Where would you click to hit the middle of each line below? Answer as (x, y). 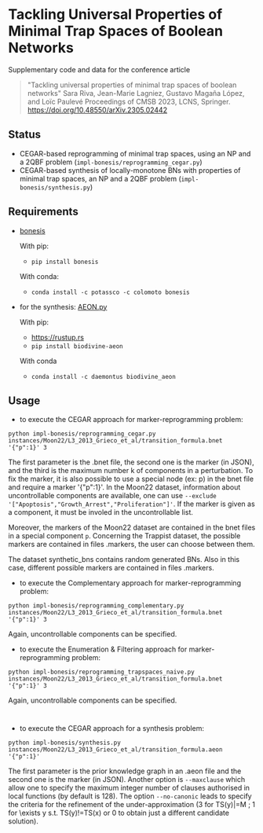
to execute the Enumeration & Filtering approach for (103, 649)
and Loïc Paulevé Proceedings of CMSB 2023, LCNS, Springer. (129, 101)
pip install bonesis (65, 262)
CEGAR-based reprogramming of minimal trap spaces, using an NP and (135, 153)
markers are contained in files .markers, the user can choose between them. (131, 545)
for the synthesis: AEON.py (63, 306)
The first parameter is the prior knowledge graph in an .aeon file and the (125, 771)
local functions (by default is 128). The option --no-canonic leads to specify (130, 796)
